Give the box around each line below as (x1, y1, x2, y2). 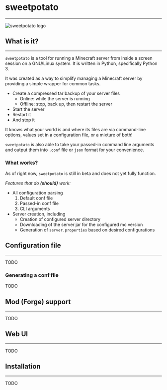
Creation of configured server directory (19, 216, 101, 222)
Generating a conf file (5, 271, 59, 278)
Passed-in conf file (19, 200, 59, 206)
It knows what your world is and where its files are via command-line (5, 126, 146, 132)
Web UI (5, 330, 28, 338)
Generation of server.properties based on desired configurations (19, 227, 155, 233)
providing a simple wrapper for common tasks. (5, 80, 101, 86)
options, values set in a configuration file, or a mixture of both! (5, 132, 133, 138)
